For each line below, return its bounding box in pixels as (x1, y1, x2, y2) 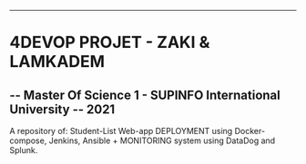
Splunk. (9, 145, 38, 155)
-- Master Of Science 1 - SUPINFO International (9, 87, 280, 102)
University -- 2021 (9, 101, 116, 117)
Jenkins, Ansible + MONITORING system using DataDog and (48, 135, 276, 146)
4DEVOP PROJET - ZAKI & (9, 33, 210, 53)
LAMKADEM (9, 52, 106, 72)
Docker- (234, 126, 266, 136)
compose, (9, 135, 47, 146)
